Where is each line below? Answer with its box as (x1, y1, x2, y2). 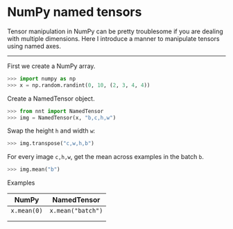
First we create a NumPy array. (7, 62, 96, 70)
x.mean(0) (10, 207, 43, 215)
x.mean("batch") (49, 207, 103, 215)
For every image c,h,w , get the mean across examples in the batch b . (7, 153, 205, 161)
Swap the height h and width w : (7, 126, 96, 135)
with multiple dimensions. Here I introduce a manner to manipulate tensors (7, 34, 220, 42)
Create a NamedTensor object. (7, 94, 95, 103)
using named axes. (7, 42, 61, 50)
